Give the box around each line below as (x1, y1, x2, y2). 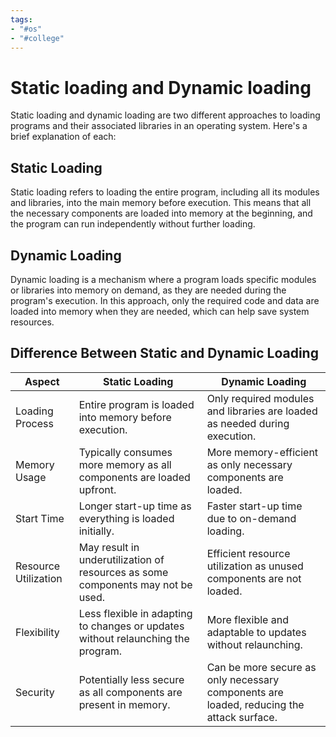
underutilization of (78, 552, 165, 566)
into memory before (78, 410, 172, 424)
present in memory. (78, 697, 171, 711)
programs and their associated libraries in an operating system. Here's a (10, 120, 308, 132)
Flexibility (15, 625, 60, 639)
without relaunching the (78, 631, 190, 645)
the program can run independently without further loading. (10, 218, 256, 230)
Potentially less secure (78, 672, 185, 686)
